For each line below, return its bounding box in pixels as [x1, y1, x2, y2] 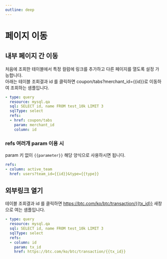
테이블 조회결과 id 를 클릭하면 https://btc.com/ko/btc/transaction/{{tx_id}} [5, 201, 153, 207]
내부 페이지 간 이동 [5, 52, 58, 60]
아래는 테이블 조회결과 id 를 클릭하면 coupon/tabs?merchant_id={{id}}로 [5, 78, 149, 84]
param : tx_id [14, 245, 41, 250]
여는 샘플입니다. [14, 207, 45, 213]
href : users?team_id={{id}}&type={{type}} [9, 171, 99, 176]
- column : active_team [5, 167, 52, 172]
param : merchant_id [14, 122, 55, 127]
